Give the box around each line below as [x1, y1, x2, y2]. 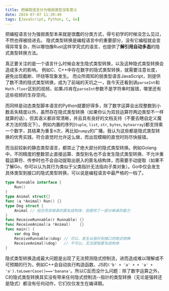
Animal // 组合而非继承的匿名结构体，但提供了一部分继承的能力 [14, 208, 131, 213]
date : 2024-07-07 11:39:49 [5, 12, 62, 17]
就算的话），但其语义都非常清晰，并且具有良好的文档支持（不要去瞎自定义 [5, 115, 157, 121]
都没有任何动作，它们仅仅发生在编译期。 [22, 280, 107, 286]
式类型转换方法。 [5, 50, 41, 56]
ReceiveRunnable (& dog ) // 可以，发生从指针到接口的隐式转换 [14, 236, 131, 241]
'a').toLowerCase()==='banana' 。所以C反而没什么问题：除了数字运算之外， [5, 267, 162, 274]
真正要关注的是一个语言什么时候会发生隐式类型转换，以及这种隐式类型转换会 [5, 61, 164, 67]
